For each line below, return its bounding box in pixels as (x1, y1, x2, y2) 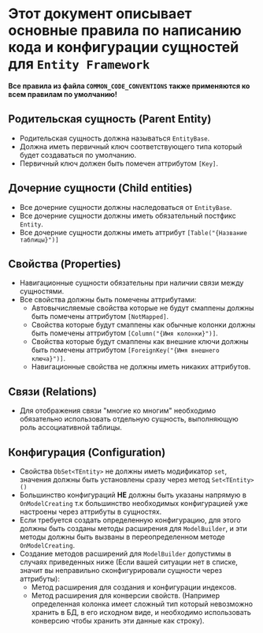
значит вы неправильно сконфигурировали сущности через (19, 566, 223, 575)
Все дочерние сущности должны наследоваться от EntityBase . (19, 202, 232, 212)
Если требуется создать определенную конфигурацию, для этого (19, 515, 242, 525)
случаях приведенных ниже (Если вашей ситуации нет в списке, (19, 557, 239, 567)
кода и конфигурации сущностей (8, 39, 239, 56)
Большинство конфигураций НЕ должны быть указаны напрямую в (19, 490, 246, 500)
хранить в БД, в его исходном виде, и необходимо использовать (31, 608, 252, 616)
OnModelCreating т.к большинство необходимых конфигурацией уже (19, 499, 248, 508)
